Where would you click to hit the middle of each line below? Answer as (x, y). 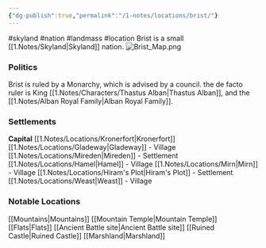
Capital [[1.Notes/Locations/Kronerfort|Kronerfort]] (92, 139)
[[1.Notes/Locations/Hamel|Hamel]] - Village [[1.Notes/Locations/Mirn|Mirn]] (133, 164)
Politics (23, 67)
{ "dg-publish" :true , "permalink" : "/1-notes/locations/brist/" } (113, 15)
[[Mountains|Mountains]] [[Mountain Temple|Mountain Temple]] (113, 219)
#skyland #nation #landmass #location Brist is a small (96, 38)
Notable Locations (44, 201)
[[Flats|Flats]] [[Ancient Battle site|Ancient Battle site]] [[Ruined (112, 227)
